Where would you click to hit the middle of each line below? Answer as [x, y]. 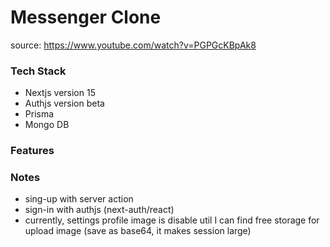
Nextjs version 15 [60, 93]
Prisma [39, 114]
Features [32, 151]
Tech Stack [38, 71]
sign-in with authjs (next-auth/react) [99, 210]
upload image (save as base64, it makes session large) [138, 231]
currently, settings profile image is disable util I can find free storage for [172, 220]
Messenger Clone [86, 17]
